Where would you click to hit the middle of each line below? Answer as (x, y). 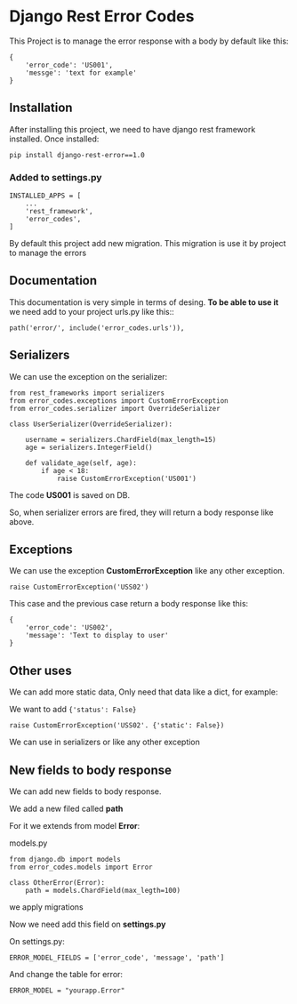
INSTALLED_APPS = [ (45, 196)
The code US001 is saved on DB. (70, 494)
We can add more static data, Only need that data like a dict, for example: (144, 692)
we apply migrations (46, 907)
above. (22, 521)
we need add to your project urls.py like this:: (92, 311)
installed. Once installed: (54, 139)
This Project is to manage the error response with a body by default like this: (149, 41)
